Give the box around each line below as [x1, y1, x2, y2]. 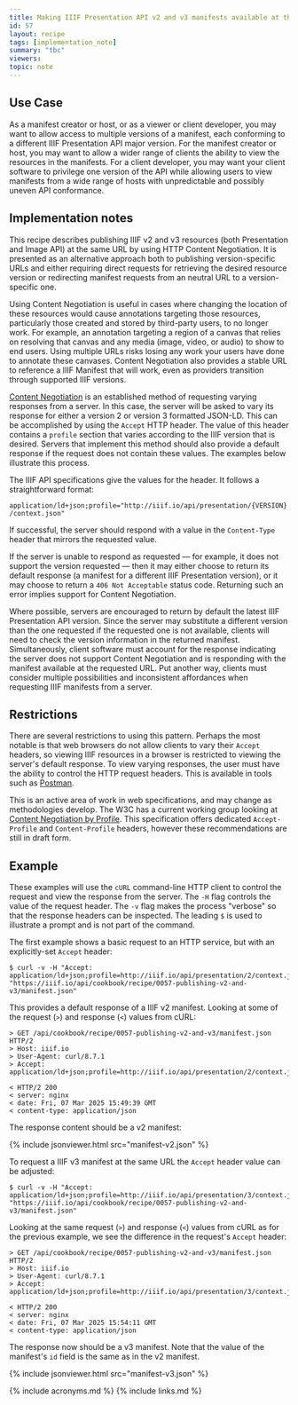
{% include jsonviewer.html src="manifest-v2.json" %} [9, 1140, 209, 1150]
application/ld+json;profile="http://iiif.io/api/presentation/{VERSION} [9, 501, 288, 510]
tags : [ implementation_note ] [9, 37, 117, 47]
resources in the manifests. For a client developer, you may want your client [9, 156, 286, 167]
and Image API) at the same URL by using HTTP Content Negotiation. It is [9, 243, 277, 254]
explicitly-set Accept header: [9, 946, 113, 957]
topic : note [9, 63, 53, 72]
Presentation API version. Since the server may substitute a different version [9, 615, 288, 626]
